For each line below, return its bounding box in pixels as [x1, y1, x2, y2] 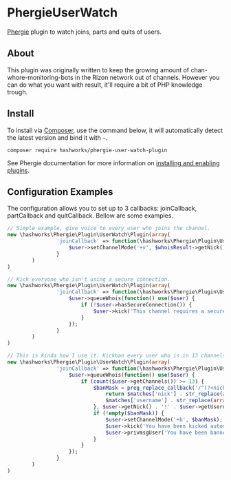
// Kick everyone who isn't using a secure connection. [7, 275, 170, 283]
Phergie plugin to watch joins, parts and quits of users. [7, 28, 162, 36]
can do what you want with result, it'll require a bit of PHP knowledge [7, 81, 203, 89]
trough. [7, 87, 28, 96]
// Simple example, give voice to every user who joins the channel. [7, 225, 211, 232]
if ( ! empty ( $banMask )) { [93, 410, 165, 417]
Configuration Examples [7, 186, 113, 198]
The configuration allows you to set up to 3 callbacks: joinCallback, [7, 205, 197, 213]
